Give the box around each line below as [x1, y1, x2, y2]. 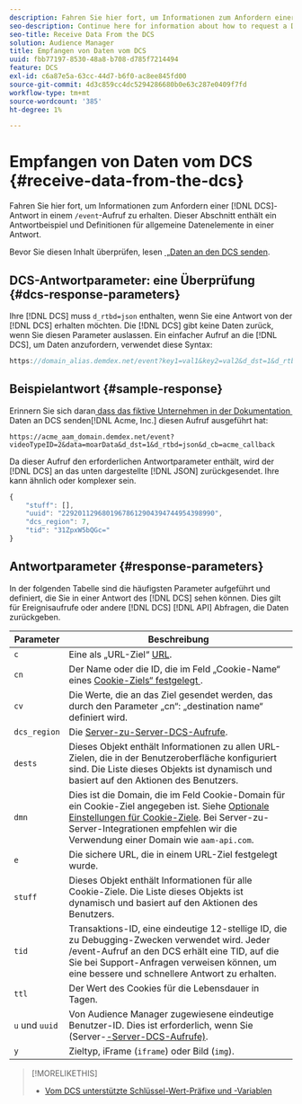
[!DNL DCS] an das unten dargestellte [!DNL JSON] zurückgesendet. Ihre [9, 465, 280, 476]
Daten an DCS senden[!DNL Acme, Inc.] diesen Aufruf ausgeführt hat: [9, 414, 269, 425]
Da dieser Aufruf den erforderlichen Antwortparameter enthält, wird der [9, 456, 275, 467]
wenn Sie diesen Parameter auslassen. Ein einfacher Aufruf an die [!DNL [9, 330, 278, 340]
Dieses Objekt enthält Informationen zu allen [68, 740, 256, 752]
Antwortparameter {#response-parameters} [9, 559, 264, 574]
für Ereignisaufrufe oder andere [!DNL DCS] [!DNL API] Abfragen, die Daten [9, 601, 289, 612]
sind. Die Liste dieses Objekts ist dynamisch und [68, 762, 272, 775]
